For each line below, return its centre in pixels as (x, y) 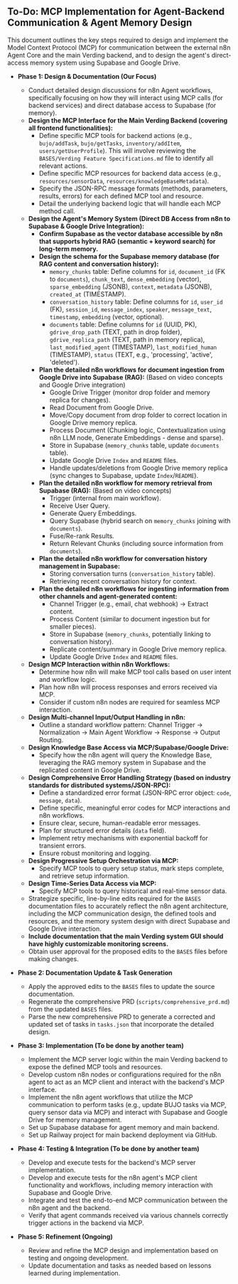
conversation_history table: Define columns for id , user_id (136, 301)
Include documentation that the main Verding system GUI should (126, 936)
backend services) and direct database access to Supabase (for (122, 105)
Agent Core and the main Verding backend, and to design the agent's (109, 55)
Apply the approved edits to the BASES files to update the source (121, 986)
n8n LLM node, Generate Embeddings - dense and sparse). (136, 437)
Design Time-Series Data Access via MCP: (92, 883)
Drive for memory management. (75, 1120)
